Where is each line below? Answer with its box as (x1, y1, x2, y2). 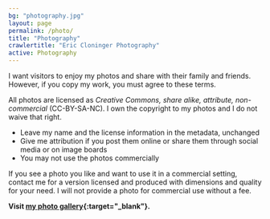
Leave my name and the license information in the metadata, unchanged (19, 128, 260, 137)
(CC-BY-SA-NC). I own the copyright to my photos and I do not (49, 103, 258, 113)
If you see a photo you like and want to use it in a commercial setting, (8, 169, 238, 178)
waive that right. (8, 112, 62, 121)
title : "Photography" (8, 34, 81, 43)
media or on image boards (19, 145, 108, 154)
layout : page (8, 19, 52, 27)
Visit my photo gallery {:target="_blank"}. (8, 201, 151, 211)
